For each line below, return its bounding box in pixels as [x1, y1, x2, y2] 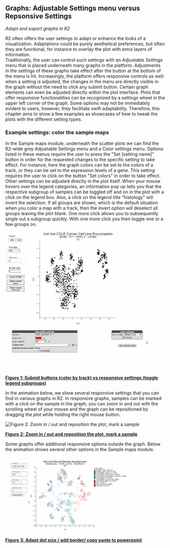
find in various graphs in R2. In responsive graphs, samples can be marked [5, 395, 162, 401]
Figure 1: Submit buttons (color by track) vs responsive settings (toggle [5, 375, 158, 381]
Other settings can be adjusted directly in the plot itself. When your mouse [5, 178, 161, 184]
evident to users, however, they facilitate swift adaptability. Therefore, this [5, 105, 160, 111]
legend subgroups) [5, 380, 47, 386]
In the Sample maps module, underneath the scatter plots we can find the [5, 141, 159, 147]
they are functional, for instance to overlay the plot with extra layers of [5, 46, 152, 52]
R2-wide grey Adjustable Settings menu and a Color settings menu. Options [5, 146, 164, 152]
